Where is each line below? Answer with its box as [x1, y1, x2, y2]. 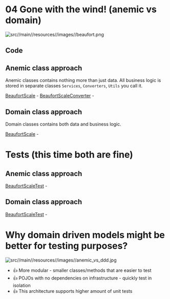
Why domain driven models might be [5, 229, 165, 241]
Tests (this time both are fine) [5, 149, 133, 161]
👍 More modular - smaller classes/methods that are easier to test [12, 267, 152, 273]
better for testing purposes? [5, 240, 128, 251]
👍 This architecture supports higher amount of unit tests [12, 288, 133, 294]
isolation [12, 282, 31, 288]
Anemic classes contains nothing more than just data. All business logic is [5, 77, 161, 83]
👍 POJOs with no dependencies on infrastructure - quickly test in [12, 275, 152, 281]
